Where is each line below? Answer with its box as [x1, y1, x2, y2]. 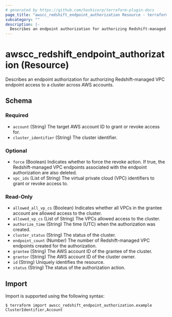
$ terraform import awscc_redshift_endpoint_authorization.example [5, 303, 153, 308]
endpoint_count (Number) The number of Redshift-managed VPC [12, 237, 150, 243]
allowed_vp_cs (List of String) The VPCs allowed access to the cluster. [12, 216, 160, 222]
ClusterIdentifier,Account [5, 307, 63, 312]
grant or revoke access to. [12, 180, 68, 187]
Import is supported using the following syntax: [5, 293, 105, 299]
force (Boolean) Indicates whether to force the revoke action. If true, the [12, 159, 165, 165]
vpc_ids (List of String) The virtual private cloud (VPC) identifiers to [12, 175, 155, 182]
